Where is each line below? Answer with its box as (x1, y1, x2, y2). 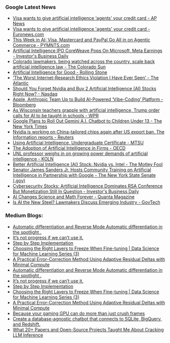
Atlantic (12, 80, 29, 86)
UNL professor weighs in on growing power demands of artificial (12, 150, 148, 156)
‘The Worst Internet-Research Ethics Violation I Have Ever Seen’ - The (12, 75, 159, 81)
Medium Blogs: (5, 212, 43, 219)
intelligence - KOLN (12, 156, 54, 162)
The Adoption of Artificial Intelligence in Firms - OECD (12, 145, 126, 151)
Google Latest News (5, 4, 56, 11)
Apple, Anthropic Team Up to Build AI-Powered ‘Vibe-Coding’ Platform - (12, 96, 163, 102)
